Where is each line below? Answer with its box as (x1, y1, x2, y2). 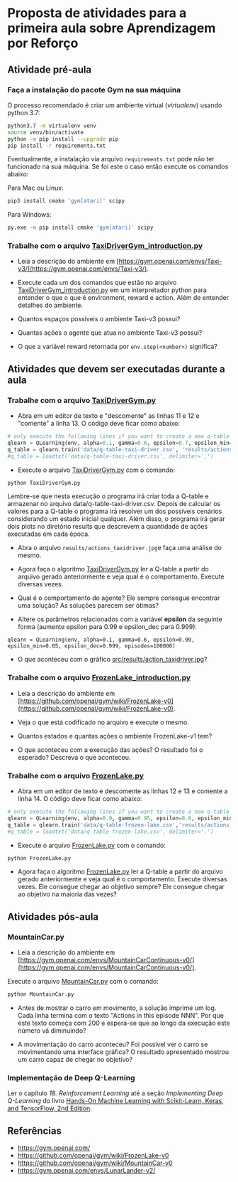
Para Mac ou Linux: (7, 183, 64, 193)
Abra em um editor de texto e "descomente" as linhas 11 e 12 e (17, 412, 200, 420)
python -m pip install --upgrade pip (7, 135, 119, 143)
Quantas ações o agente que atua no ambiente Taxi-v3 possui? (17, 328, 203, 337)
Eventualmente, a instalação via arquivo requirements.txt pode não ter (7, 155, 215, 163)
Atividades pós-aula (7, 910, 99, 923)
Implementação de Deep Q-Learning (7, 1073, 135, 1082)
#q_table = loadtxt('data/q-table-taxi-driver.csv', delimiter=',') (7, 453, 214, 460)
